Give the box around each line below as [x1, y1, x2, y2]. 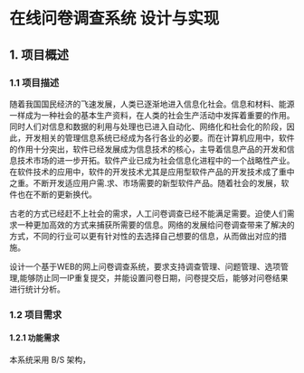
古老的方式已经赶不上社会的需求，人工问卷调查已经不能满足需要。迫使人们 [9, 208, 287, 219]
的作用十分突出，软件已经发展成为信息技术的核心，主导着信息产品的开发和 [9, 144, 287, 154]
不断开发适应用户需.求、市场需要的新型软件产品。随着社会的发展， [33, 177, 282, 188]
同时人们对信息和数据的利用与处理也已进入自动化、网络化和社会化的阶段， [9, 121, 287, 132]
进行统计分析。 [9, 284, 65, 294]
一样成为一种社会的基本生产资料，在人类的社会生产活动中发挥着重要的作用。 [9, 109, 295, 120]
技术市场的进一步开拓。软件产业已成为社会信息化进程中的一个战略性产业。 [16, 154, 295, 165]
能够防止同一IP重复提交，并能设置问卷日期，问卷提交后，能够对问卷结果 [19, 272, 289, 283]
